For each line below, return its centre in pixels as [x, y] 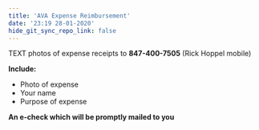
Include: [22, 69]
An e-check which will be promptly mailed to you [91, 117]
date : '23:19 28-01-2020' [51, 23]
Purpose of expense [53, 102]
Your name [38, 93]
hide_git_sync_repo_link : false [62, 30]
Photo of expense [49, 84]
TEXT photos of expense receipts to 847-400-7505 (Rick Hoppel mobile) [130, 54]
